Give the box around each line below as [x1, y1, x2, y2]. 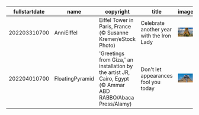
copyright [105, 8, 130, 15]
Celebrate [140, 20, 165, 27]
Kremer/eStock [98, 35, 136, 42]
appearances [140, 72, 173, 79]
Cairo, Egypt [98, 75, 129, 82]
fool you [140, 78, 161, 85]
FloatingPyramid [54, 75, 94, 82]
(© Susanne [98, 29, 129, 36]
